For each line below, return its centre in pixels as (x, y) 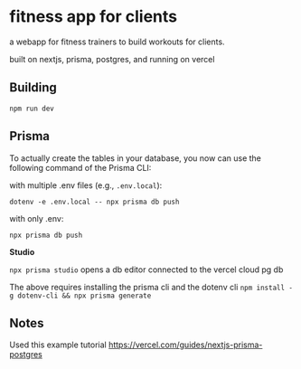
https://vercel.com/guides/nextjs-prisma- (185, 345)
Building (33, 88)
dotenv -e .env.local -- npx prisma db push (94, 202)
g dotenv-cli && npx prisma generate (80, 296)
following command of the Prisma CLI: (80, 167)
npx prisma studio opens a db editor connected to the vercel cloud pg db (146, 270)
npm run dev (32, 109)
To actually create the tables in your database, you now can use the (136, 158)
